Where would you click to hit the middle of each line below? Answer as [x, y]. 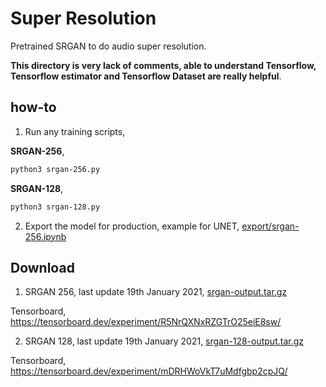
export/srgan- [270, 226]
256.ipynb [45, 236]
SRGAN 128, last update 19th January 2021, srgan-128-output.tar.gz [164, 341]
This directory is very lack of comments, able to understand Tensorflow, [163, 65]
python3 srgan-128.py [55, 207]
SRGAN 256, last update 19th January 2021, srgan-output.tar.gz [156, 292]
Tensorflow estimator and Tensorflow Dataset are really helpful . [146, 76]
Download [42, 267]
